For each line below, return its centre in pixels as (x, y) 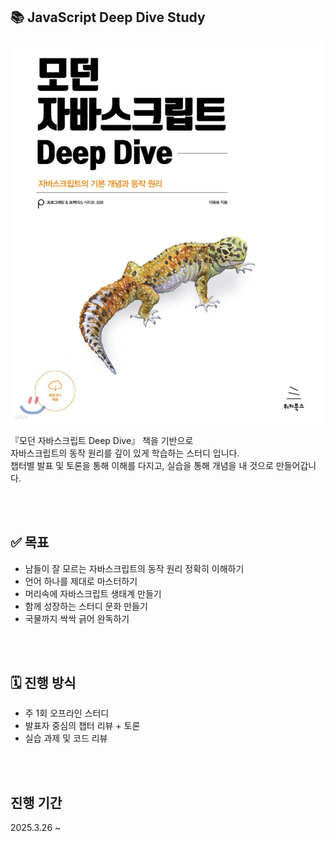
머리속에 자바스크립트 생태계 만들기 (93, 593)
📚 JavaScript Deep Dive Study (108, 17)
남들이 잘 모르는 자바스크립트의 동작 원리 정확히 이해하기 (134, 568)
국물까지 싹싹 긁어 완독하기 (77, 618)
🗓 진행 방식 (43, 682)
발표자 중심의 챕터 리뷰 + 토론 (82, 726)
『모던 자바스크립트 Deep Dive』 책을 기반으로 (102, 440)
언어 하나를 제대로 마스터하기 (81, 581)
